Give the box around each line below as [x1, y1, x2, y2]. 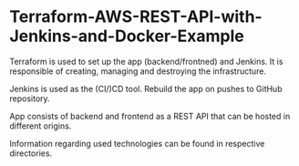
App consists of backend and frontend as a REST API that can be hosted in [9, 110, 291, 121]
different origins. [9, 120, 72, 131]
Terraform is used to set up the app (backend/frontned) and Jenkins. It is [9, 56, 284, 67]
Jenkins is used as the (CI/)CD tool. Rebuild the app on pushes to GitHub [9, 83, 283, 94]
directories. [9, 148, 53, 159]
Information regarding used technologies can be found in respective [9, 138, 265, 149]
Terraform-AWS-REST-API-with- [9, 6, 263, 27]
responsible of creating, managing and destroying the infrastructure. [9, 66, 267, 77]
